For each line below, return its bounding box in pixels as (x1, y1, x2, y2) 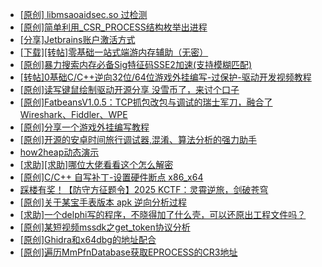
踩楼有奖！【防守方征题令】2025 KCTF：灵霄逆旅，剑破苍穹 (19, 184, 269, 195)
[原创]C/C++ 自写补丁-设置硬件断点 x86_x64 (19, 171, 204, 183)
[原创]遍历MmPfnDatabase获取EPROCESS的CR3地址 (19, 246, 238, 258)
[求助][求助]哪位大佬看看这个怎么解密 (19, 159, 174, 170)
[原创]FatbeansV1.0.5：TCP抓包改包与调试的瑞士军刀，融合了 (19, 96, 273, 108)
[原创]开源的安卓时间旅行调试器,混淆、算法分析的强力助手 (19, 134, 258, 145)
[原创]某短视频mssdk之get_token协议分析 (19, 221, 191, 233)
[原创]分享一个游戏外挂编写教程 (19, 121, 150, 133)
